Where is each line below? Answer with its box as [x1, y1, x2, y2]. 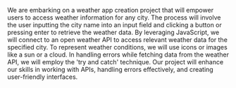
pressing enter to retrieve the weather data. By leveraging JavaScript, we [7, 28, 220, 36]
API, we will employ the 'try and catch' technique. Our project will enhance [7, 58, 224, 66]
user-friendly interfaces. [7, 73, 78, 81]
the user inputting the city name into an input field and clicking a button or [7, 21, 222, 29]
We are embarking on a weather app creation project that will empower [7, 6, 213, 14]
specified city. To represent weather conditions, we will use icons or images [7, 43, 228, 51]
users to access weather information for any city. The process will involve [7, 13, 221, 22]
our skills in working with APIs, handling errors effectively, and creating [7, 66, 213, 73]
